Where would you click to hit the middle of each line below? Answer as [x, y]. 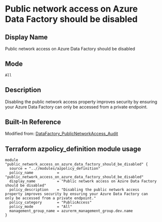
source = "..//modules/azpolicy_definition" [55, 169]
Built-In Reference [33, 122]
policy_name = [34, 173]
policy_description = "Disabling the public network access [74, 190]
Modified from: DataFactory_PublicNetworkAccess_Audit [62, 134]
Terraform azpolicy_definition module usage [73, 149]
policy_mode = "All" [41, 207]
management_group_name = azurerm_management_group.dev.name [71, 211]
